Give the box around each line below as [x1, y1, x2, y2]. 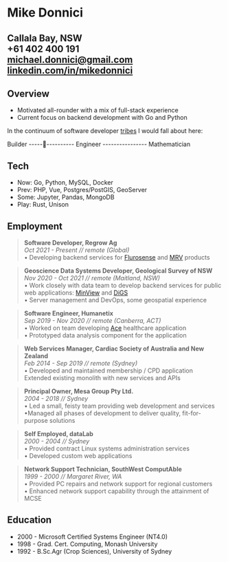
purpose [23, 417, 48, 425]
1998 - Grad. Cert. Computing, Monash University [16, 539, 158, 548]
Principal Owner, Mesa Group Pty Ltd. [23, 387, 134, 395]
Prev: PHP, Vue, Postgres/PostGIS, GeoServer [16, 186, 148, 194]
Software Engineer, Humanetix [23, 309, 113, 318]
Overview [7, 87, 50, 99]
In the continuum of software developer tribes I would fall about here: [7, 127, 203, 135]
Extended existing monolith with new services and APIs [23, 374, 181, 382]
